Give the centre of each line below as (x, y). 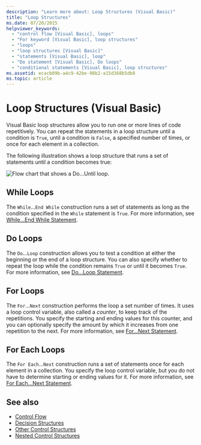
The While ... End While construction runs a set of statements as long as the (98, 207)
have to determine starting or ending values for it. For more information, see (100, 377)
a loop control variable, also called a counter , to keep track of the (87, 312)
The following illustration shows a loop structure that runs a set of (87, 156)
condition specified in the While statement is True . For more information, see (100, 213)
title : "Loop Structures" (38, 17)
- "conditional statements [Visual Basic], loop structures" (90, 67)
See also (22, 402)
